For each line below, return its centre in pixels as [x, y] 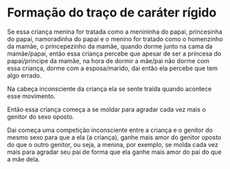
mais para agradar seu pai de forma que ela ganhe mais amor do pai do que [114, 152]
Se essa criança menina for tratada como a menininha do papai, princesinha [115, 32]
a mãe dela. [24, 159]
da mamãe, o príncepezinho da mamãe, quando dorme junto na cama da [110, 46]
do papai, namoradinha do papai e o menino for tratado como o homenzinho [115, 38]
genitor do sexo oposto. [41, 116]
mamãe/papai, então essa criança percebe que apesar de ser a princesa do [114, 54]
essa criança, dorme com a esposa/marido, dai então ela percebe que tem [113, 68]
